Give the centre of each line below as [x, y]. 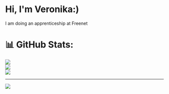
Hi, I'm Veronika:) [42, 9]
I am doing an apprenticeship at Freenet [47, 23]
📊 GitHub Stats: [39, 45]
